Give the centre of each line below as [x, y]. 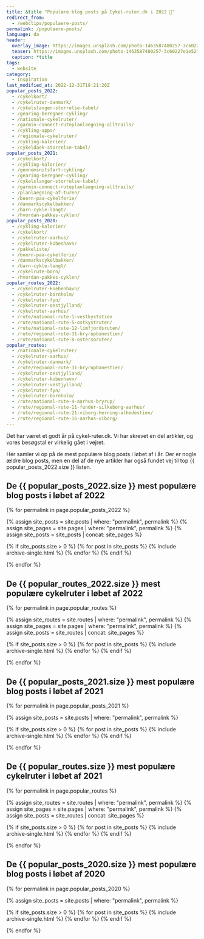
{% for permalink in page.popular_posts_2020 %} [68, 889]
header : [16, 40]
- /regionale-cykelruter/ [45, 136]
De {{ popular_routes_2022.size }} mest [83, 584]
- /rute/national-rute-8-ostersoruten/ [62, 340]
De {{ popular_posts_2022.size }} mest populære [101, 486]
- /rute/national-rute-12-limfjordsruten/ [66, 328]
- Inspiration [29, 80]
